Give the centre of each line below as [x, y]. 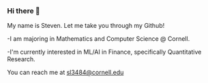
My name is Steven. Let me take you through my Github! [86, 26]
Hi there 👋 [24, 11]
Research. [21, 59]
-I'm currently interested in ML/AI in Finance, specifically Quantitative [104, 52]
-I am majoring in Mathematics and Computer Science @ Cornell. [99, 39]
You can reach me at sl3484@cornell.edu [65, 72]
